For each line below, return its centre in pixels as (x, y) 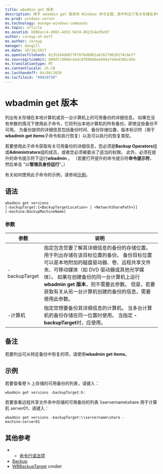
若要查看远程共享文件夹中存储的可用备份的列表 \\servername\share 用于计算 (81, 402)
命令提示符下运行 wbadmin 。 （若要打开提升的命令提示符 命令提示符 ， (84, 158)
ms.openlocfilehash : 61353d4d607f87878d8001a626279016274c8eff (70, 55)
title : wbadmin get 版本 (29, 9)
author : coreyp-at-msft (29, 37)
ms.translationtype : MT (29, 64)
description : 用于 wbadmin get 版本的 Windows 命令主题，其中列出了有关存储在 (79, 14)
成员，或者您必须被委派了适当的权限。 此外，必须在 (100, 152)
